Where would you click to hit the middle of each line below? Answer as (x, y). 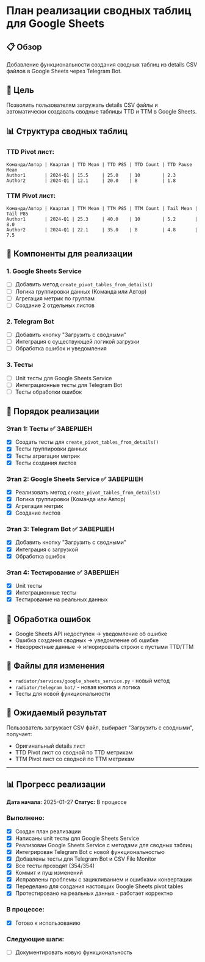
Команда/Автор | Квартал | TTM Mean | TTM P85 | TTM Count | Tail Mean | (102, 208)
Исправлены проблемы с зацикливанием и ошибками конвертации (103, 880)
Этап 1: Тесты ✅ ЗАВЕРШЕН (49, 429)
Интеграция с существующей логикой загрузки (77, 342)
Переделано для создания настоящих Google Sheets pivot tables (99, 886)
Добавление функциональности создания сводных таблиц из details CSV (102, 64)
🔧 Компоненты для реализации (70, 254)
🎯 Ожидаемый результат (56, 713)
